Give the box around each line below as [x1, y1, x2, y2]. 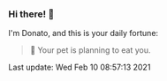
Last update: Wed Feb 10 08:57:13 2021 [8, 62, 151, 73]
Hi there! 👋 [8, 8, 55, 20]
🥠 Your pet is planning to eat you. [29, 45, 151, 55]
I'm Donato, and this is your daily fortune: [8, 28, 159, 39]
